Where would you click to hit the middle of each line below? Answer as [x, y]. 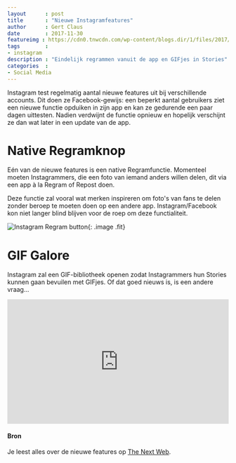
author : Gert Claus [45, 27]
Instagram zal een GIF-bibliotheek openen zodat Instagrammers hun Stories [117, 275]
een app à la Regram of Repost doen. [61, 185]
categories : [28, 66]
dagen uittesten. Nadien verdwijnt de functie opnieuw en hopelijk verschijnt [117, 115]
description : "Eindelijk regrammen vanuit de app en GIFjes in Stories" [118, 60]
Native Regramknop [66, 150]
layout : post [36, 14]
